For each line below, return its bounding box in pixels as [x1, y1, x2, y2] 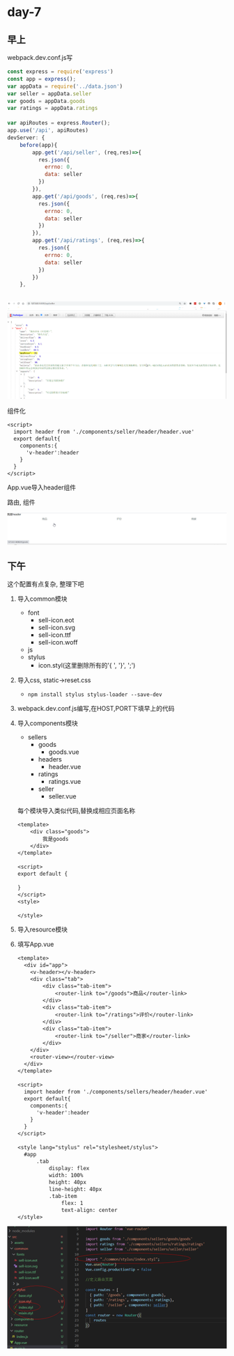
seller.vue [48, 792, 77, 801]
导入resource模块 [17, 925, 68, 933]
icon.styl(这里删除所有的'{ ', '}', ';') [38, 661, 136, 670]
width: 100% [48, 1172, 84, 1179]
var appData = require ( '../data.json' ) [7, 83, 123, 90]
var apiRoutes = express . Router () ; [7, 120, 111, 127]
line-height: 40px [48, 1186, 102, 1193]
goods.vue [48, 748, 79, 756]
